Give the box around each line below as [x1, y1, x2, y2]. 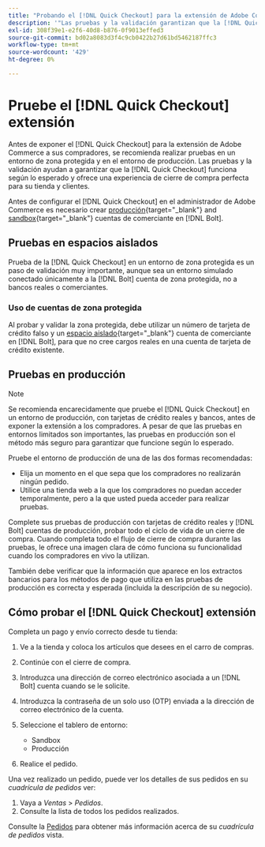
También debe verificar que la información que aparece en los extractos [8, 566, 243, 575]
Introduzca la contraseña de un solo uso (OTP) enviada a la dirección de [19, 696, 255, 706]
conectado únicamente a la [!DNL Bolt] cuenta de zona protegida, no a [8, 274, 238, 283]
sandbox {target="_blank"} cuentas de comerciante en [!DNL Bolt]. [8, 213, 224, 223]
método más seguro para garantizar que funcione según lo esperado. [8, 437, 234, 447]
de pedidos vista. [8, 830, 65, 839]
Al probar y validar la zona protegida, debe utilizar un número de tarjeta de [8, 320, 251, 329]
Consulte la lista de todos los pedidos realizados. [19, 806, 180, 815]
